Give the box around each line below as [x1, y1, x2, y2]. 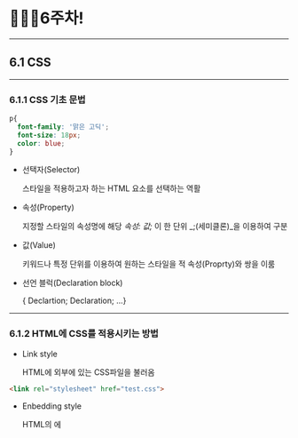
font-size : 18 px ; [17, 131, 82, 139]
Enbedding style [21, 401, 82, 411]
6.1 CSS [9, 55, 51, 70]
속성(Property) [21, 202, 75, 213]
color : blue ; [17, 139, 66, 147]
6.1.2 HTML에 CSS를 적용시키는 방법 [9, 328, 160, 340]
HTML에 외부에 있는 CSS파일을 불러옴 [21, 366, 155, 378]
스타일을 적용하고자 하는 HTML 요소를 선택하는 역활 [21, 183, 201, 194]
